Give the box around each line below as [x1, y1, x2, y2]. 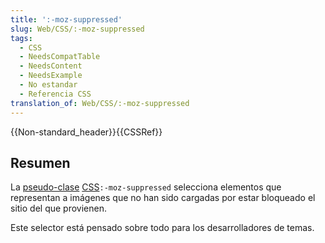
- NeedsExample [19, 71, 83, 81]
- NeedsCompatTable [19, 52, 101, 62]
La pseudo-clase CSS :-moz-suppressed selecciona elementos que [10, 181, 282, 193]
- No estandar [19, 80, 78, 90]
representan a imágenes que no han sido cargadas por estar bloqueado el [10, 192, 316, 204]
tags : [10, 33, 33, 43]
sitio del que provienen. [10, 202, 107, 215]
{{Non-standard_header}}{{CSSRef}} [10, 126, 163, 138]
